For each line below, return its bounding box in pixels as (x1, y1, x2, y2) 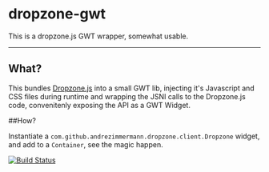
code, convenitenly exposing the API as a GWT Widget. (8, 100, 191, 110)
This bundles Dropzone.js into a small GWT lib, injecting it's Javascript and (8, 83, 255, 93)
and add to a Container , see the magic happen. (8, 139, 163, 149)
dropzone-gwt (8, 5, 106, 23)
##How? (8, 115, 36, 125)
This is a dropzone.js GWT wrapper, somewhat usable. (8, 31, 189, 41)
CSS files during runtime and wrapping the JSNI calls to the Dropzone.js (8, 91, 246, 101)
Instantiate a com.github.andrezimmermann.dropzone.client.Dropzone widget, (8, 131, 260, 141)
